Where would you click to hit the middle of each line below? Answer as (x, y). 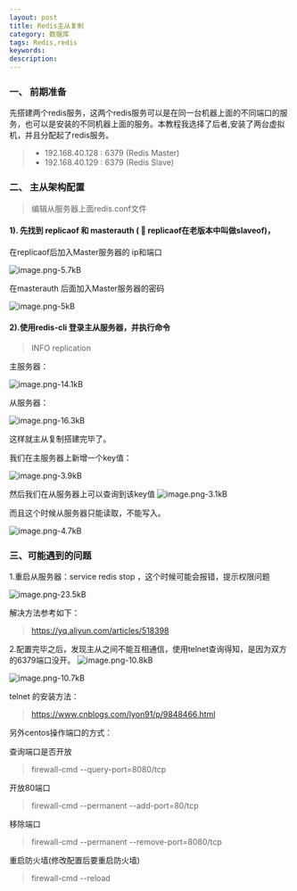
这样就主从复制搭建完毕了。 (60, 439)
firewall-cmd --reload (71, 879)
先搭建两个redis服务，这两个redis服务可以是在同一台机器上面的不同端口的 (145, 113)
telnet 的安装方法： (44, 697)
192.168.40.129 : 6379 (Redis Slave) (109, 162)
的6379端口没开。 (42, 660)
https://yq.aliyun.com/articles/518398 (100, 631)
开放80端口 (30, 788)
